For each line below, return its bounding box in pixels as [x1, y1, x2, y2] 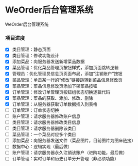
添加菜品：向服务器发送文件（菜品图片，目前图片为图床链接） [12, 137, 136, 143]
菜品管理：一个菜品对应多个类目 [12, 132, 76, 137]
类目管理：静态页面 [12, 46, 51, 52]
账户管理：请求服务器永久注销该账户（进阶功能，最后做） [12, 150, 127, 155]
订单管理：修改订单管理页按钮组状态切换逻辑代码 [12, 89, 110, 95]
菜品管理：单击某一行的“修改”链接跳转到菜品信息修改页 [12, 77, 123, 83]
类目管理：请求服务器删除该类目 [12, 125, 76, 131]
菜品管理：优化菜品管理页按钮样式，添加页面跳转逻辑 [12, 65, 119, 71]
